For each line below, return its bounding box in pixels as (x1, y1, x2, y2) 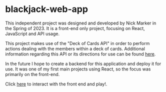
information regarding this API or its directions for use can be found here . (5, 51, 156, 57)
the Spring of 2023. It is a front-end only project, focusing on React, (5, 25, 145, 31)
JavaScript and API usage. (5, 30, 60, 36)
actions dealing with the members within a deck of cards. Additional (5, 45, 145, 51)
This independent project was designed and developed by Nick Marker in (5, 20, 156, 26)
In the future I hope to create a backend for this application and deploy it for (5, 60, 161, 66)
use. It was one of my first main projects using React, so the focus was (5, 66, 151, 72)
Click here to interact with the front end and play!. (5, 81, 107, 87)
